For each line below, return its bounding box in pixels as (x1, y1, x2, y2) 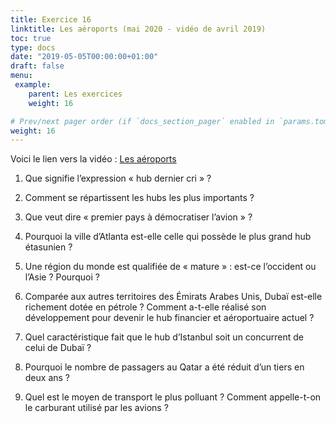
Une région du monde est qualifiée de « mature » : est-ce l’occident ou (24, 261, 317, 273)
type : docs (10, 42, 56, 53)
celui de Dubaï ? (24, 342, 92, 354)
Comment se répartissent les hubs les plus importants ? (24, 192, 255, 204)
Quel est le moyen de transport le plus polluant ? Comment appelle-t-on (24, 391, 322, 403)
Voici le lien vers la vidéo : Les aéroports (10, 153, 177, 165)
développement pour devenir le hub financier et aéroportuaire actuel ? (24, 312, 315, 324)
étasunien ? (24, 241, 73, 253)
